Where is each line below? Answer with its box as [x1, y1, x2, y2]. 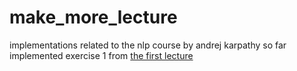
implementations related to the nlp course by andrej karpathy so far [9, 39, 287, 51]
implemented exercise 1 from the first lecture [9, 49, 194, 61]
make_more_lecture [9, 6, 178, 29]
